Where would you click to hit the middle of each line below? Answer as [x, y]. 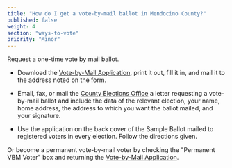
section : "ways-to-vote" [43, 33]
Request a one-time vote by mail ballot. [63, 59]
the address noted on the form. [61, 80]
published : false [32, 20]
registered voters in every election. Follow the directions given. [107, 137]
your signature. [39, 116]
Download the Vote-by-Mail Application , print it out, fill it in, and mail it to [121, 73]
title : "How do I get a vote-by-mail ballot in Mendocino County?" [107, 14]
